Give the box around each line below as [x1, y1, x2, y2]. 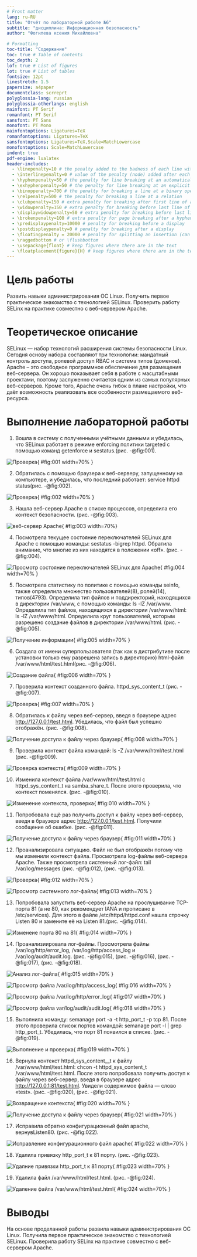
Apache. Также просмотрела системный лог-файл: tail [15, 859, 151, 866]
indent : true [6, 150, 39, 156]
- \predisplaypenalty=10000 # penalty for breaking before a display [12, 221, 185, 227]
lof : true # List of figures [6, 63, 78, 69]
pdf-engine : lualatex [6, 155, 60, 161]
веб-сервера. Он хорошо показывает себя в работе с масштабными [6, 370, 179, 377]
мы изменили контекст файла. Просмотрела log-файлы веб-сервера [15, 853, 188, 860]
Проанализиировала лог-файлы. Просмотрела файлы [15, 941, 150, 948]
